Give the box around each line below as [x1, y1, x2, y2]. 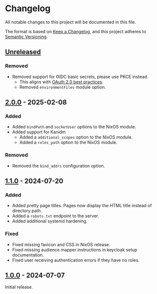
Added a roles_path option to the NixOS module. [19, 140, 118, 146]
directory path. [12, 208, 42, 214]
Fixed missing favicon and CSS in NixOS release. [12, 241, 111, 247]
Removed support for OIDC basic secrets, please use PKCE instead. [12, 74, 149, 80]
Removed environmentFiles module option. [19, 84, 106, 90]
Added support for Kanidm [12, 129, 66, 135]
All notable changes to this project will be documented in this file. [5, 19, 137, 25]
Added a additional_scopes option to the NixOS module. [19, 134, 133, 140]
